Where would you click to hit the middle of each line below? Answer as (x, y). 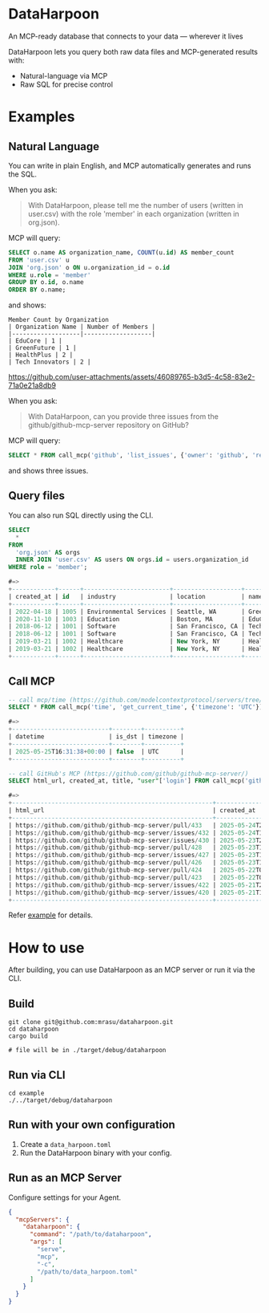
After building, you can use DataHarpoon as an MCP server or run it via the (132, 970)
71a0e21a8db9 (32, 385)
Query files (37, 496)
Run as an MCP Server (65, 1178)
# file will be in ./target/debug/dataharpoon (87, 1051)
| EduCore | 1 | (35, 341)
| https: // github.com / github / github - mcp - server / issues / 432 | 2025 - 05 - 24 (132, 833)
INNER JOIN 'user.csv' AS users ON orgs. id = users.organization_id (132, 560)
